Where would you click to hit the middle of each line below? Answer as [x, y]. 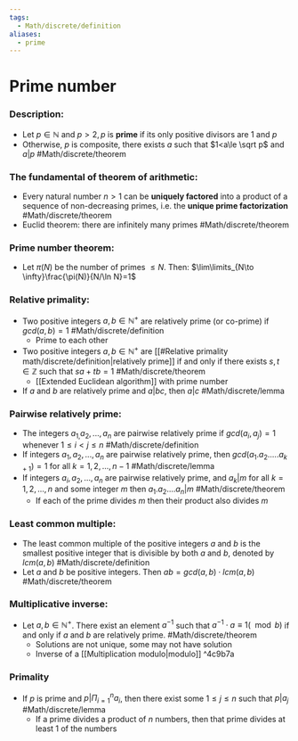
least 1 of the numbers [76, 729]
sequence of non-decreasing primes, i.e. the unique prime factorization [155, 206]
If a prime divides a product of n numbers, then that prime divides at [161, 720]
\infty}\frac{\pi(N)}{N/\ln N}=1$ [79, 276]
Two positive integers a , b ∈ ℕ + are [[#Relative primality [125, 350]
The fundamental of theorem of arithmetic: [104, 177]
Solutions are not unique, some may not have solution [134, 645]
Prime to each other [72, 341]
